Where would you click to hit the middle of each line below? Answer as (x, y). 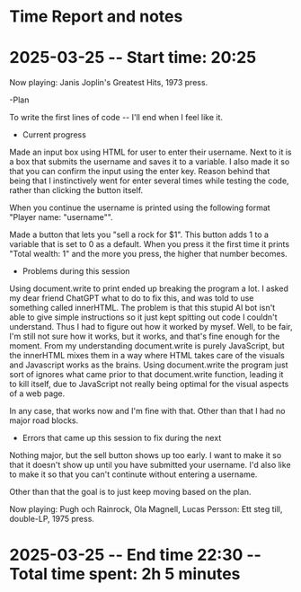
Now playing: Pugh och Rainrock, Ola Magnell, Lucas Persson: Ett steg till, (146, 509)
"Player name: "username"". (62, 217)
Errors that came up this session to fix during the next (122, 438)
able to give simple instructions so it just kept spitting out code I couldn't (143, 317)
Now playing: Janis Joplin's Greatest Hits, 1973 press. (109, 83)
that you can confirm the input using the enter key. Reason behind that (140, 172)
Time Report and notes (96, 17)
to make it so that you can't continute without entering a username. (133, 474)
